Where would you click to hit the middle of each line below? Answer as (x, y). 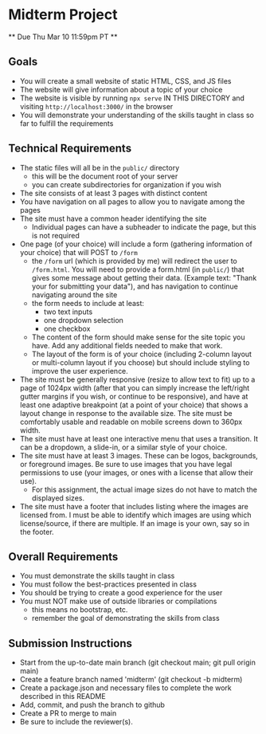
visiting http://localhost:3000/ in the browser (96, 106)
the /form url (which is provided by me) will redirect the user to (134, 261)
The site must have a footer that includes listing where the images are (134, 506)
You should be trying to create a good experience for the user (121, 593)
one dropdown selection (83, 320)
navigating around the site (74, 294)
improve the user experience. (80, 371)
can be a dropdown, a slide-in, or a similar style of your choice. (123, 447)
